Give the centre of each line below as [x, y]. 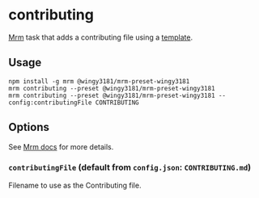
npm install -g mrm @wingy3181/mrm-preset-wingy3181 [99, 81]
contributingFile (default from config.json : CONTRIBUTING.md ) [130, 167]
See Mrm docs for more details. [61, 146]
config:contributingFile [50, 103]
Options [29, 127]
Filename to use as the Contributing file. [75, 185]
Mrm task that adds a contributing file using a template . [100, 37]
